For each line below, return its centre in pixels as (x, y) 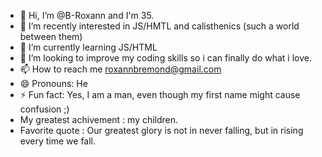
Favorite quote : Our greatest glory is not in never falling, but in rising (161, 130)
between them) (51, 36)
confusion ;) (44, 109)
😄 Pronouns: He (53, 83)
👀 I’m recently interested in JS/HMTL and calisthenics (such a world (159, 26)
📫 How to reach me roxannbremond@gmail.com (120, 69)
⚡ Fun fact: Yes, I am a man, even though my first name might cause (160, 94)
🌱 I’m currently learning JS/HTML (88, 47)
